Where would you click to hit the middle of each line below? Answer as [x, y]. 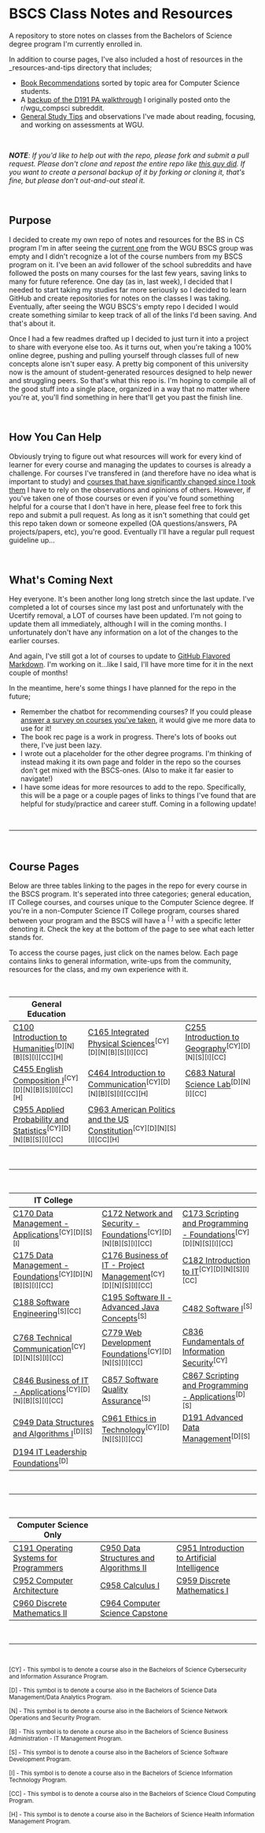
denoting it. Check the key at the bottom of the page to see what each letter [132, 929]
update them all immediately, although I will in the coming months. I [118, 624]
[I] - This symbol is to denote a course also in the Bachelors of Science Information [121, 1773]
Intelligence [198, 1568]
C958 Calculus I [130, 1585]
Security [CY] [205, 1362]
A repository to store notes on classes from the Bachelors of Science [121, 35]
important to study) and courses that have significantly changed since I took [132, 481]
